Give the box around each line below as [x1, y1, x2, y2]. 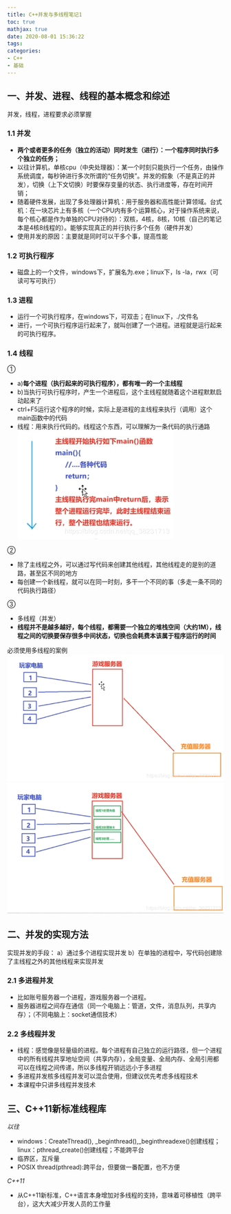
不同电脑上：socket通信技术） [35, 1010, 121, 1018]
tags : [7, 40, 23, 48]
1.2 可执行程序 [7, 251, 54, 260]
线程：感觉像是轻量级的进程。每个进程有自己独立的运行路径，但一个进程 [16, 1046, 222, 1055]
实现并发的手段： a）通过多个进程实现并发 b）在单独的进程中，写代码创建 [7, 948, 217, 957]
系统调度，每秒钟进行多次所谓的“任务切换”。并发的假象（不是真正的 [16, 171, 210, 179]
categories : [7, 48, 41, 55]
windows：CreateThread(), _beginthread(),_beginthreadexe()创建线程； [16, 1137, 221, 1145]
